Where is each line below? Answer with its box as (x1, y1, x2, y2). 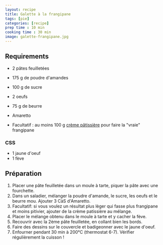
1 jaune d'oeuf (12, 150, 41, 156)
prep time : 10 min (5, 25, 45, 30)
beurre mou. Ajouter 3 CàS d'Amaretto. (12, 198, 91, 204)
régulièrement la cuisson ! (12, 234, 64, 240)
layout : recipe (5, 7, 36, 12)
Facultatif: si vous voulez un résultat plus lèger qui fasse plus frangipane (12, 203, 158, 209)
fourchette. (12, 188, 35, 193)
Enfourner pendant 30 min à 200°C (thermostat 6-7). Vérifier (12, 229, 135, 235)
